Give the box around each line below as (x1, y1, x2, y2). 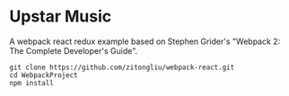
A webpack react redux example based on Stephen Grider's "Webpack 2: (9, 36, 281, 47)
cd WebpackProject (9, 70, 78, 80)
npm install (9, 78, 54, 87)
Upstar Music (9, 6, 112, 27)
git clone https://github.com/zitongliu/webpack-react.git (9, 63, 235, 72)
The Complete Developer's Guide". (9, 45, 138, 56)
